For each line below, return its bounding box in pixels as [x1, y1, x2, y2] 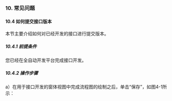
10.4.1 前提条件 [5, 43, 37, 49]
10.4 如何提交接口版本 [5, 18, 52, 24]
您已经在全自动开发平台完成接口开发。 [5, 57, 86, 64]
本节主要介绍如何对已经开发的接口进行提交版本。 [5, 31, 109, 37]
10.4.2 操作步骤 [5, 70, 39, 76]
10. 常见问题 [5, 4, 35, 11]
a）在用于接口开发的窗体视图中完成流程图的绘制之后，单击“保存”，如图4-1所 [5, 84, 167, 90]
